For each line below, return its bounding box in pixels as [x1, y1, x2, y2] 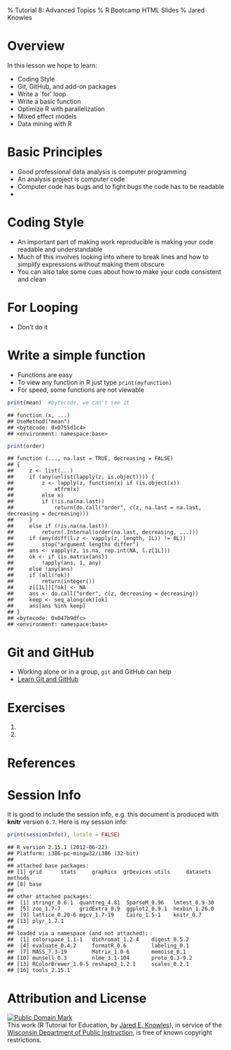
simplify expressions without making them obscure [17, 260, 164, 268]
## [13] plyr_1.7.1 [7, 918, 64, 925]
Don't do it [17, 322, 48, 331]
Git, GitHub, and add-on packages [17, 82, 117, 91]
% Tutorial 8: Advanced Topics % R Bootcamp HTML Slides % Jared [7, 6, 205, 14]
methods [7, 874, 30, 882]
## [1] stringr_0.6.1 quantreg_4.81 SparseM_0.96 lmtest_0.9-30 [7, 899, 215, 907]
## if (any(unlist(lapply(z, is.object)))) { [7, 473, 155, 480]
